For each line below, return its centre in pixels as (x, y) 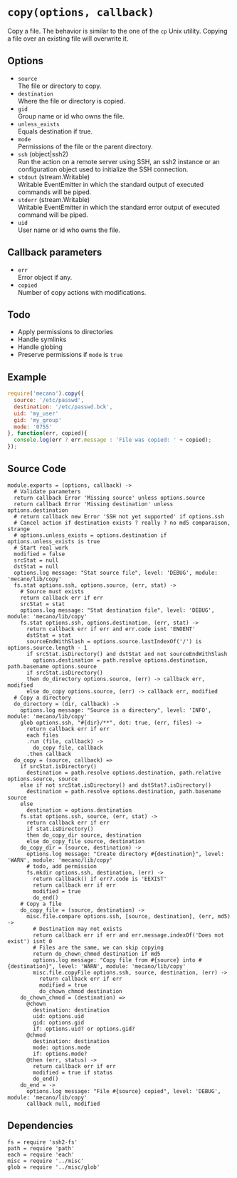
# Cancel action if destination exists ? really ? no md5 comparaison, (122, 523)
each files (42, 735)
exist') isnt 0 (30, 941)
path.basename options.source (52, 666)
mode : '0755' (33, 427)
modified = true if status (73, 1072)
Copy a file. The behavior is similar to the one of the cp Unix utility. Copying (117, 31)
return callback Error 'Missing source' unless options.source (109, 498)
